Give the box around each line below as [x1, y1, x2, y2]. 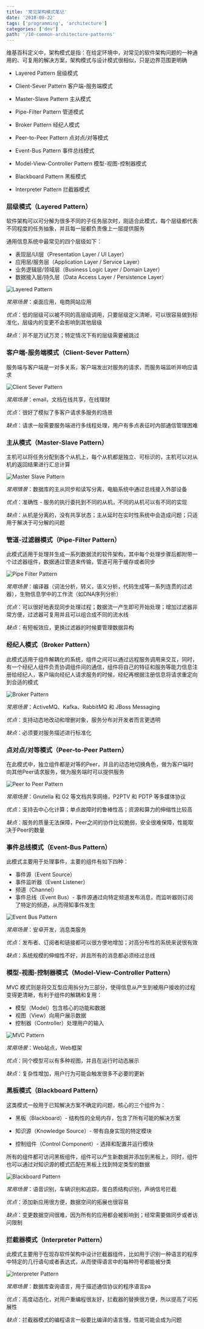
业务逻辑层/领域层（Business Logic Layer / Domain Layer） [15, 266, 163, 274]
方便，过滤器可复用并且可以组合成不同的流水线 [11, 611, 129, 618]
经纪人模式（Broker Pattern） [6, 641, 94, 649]
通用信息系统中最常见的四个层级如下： [6, 238, 102, 245]
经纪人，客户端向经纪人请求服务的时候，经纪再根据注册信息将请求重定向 [16, 671, 198, 678]
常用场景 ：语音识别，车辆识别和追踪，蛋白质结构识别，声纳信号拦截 [6, 1185, 177, 1192]
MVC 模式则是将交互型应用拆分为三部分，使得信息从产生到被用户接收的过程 [6, 983, 195, 991]
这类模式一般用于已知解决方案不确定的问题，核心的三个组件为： [6, 1101, 166, 1108]
